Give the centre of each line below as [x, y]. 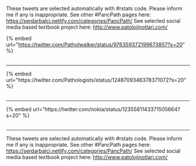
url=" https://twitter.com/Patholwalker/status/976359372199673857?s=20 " [96, 44]
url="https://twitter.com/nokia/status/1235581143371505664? [107, 109]
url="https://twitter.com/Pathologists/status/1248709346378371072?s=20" [96, 80]
